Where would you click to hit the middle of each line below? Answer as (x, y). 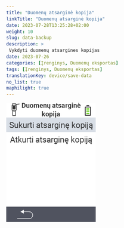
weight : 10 (20, 32)
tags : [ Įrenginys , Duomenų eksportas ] (54, 69)
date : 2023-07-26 (28, 57)
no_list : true (24, 82)
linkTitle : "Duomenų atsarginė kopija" (56, 19)
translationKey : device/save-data (49, 76)
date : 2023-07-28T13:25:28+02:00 (48, 25)
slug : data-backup (29, 38)
